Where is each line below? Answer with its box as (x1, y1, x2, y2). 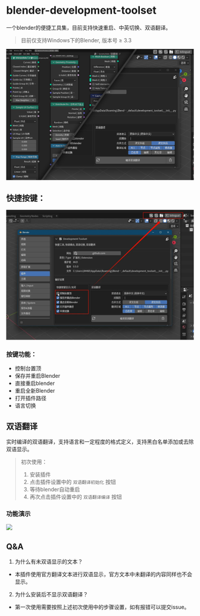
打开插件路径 (14, 394, 46, 402)
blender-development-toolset (6, 4, 157, 17)
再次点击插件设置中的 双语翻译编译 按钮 (29, 493, 122, 500)
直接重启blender (14, 379, 55, 387)
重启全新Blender (14, 387, 55, 394)
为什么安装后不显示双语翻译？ (14, 591, 88, 598)
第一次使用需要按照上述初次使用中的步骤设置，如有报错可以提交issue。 (14, 603, 190, 611)
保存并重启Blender (14, 372, 61, 379)
